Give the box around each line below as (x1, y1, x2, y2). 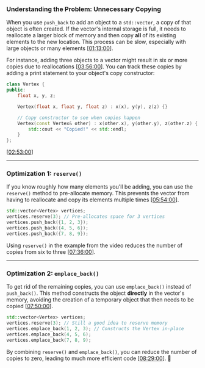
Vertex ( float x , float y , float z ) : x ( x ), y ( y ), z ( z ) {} (17, 103, 168, 110)
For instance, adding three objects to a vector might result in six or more (6, 57, 188, 64)
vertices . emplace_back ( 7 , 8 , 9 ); (6, 337, 92, 343)
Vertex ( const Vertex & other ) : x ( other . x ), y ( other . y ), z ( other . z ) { (17, 120, 198, 126)
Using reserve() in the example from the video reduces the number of (6, 242, 183, 249)
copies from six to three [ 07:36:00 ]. (6, 248, 96, 255)
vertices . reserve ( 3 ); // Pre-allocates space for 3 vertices (6, 214, 165, 220)
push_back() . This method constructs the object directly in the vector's (6, 289, 185, 297)
